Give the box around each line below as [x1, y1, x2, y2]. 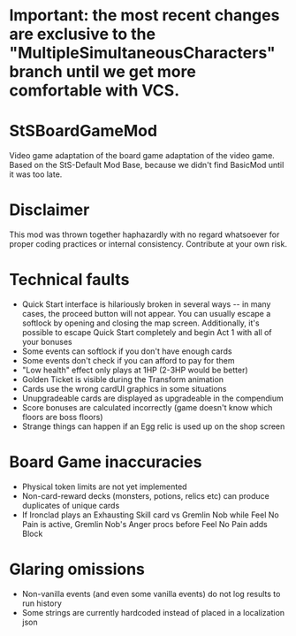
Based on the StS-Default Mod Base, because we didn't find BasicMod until [9, 160, 285, 171]
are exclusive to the [9, 24, 156, 44]
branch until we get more [9, 62, 196, 82]
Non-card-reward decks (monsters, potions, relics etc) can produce [21, 490, 269, 501]
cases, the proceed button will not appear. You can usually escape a [21, 309, 271, 318]
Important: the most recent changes [9, 5, 280, 26]
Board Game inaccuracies [9, 452, 202, 472]
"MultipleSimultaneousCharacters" [9, 43, 276, 63]
